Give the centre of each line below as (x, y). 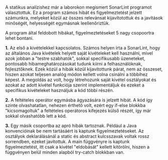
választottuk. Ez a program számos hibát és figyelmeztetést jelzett (74, 12)
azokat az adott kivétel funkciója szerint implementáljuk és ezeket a (75, 85)
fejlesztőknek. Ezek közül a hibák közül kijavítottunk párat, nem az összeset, (84, 69)
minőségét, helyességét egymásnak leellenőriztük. (58, 23)
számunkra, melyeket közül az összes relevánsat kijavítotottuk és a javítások (84, 18)
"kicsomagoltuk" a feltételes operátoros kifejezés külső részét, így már (78, 110)
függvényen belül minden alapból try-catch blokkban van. (65, 152)
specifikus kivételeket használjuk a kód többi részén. (60, 90)
